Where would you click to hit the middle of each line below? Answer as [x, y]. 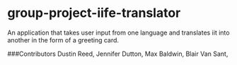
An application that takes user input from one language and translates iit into [118, 32]
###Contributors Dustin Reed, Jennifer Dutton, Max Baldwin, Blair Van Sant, [118, 54]
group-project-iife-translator [94, 13]
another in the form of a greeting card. [63, 40]
